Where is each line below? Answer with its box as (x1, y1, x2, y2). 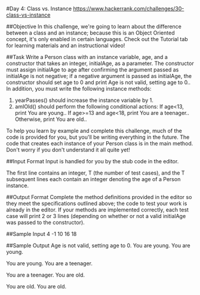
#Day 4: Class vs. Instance (6, 5, 72, 12)
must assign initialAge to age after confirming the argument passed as (6, 66, 179, 73)
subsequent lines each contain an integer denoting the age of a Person (6, 176, 181, 182)
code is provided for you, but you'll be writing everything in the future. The (6, 133, 190, 141)
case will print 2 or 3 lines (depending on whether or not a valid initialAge (6, 213, 186, 219)
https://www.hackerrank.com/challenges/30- (73, 5, 184, 12)
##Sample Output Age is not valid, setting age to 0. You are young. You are (6, 242, 190, 249)
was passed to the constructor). (6, 219, 85, 226)
